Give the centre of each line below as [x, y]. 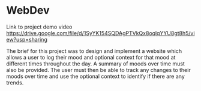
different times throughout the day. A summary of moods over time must [95, 64]
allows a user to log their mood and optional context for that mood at [91, 57]
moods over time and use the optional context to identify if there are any [95, 76]
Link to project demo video [39, 27]
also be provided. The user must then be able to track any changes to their [98, 70]
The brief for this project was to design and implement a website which [94, 51]
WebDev [28, 10]
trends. [15, 82]
